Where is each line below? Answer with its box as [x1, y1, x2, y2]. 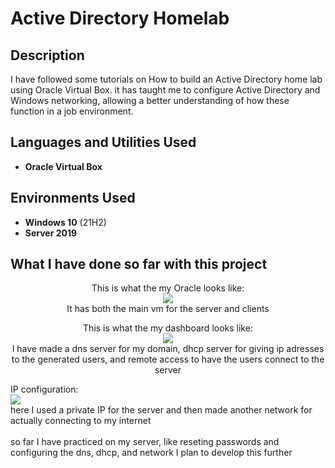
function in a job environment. [10, 105, 134, 117]
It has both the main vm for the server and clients [66, 303, 270, 315]
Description [10, 47, 85, 64]
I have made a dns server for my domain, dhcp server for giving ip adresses [11, 343, 325, 355]
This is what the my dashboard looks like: [83, 322, 253, 334]
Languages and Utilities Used [10, 134, 197, 151]
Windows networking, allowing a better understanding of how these [10, 95, 290, 106]
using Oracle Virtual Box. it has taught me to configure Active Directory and [10, 84, 321, 96]
